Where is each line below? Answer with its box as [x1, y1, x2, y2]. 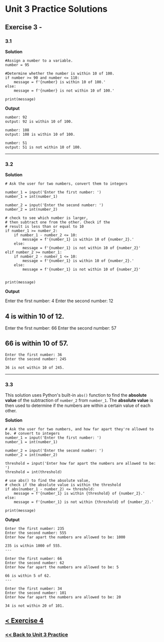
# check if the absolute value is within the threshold [5, 482, 121, 488]
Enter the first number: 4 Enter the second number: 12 [5, 298, 114, 304]
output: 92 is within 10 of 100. [5, 119, 73, 124]
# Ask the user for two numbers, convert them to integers [5, 181, 128, 187]
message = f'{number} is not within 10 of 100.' [14, 88, 115, 93]
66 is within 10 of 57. [5, 339, 68, 348]
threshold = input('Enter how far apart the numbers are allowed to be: [5, 461, 156, 466]
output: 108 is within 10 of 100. [5, 132, 76, 137]
